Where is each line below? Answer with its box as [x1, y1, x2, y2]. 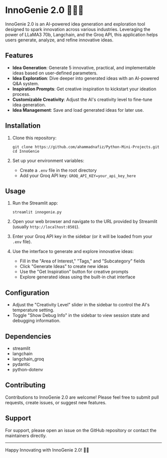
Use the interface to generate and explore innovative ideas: [12, 248, 134, 254]
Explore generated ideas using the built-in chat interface [19, 274, 136, 280]
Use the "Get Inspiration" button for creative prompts [19, 269, 129, 275]
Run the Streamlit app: [12, 200, 58, 206]
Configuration [5, 288, 50, 297]
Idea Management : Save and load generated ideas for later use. [12, 107, 144, 113]
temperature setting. [12, 307, 55, 313]
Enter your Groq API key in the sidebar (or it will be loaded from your [12, 233, 153, 239]
